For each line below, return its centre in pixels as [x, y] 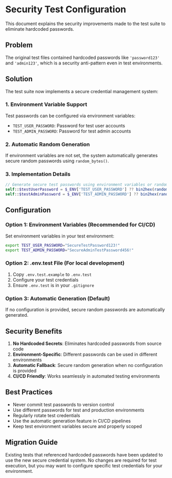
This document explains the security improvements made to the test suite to [85, 24]
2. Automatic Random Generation [48, 144]
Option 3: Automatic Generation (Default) [58, 298]
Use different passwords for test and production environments [78, 410]
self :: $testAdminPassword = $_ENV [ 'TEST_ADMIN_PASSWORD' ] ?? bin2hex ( [82, 194]
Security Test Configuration [66, 9]
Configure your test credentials [46, 279]
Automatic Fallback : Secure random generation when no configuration [88, 365]
